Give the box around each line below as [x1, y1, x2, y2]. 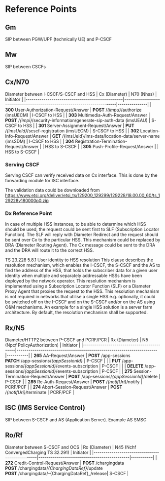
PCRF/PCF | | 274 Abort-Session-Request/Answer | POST [5, 384, 123, 390]
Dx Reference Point [5, 210, 52, 217]
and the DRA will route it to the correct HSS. [5, 247, 94, 253]
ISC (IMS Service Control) [5, 403, 85, 412]
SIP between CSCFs [5, 63, 46, 70]
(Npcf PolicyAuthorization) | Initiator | [5, 342, 80, 348]
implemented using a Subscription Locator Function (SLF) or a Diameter [5, 283, 151, 289]
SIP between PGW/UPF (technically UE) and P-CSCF [5, 36, 112, 42]
